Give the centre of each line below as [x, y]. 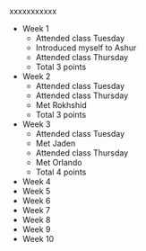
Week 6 [36, 201]
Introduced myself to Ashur [86, 48]
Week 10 [38, 239]
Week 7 [36, 210]
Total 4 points [61, 172]
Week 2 [36, 76]
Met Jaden [56, 143]
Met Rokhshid [61, 105]
